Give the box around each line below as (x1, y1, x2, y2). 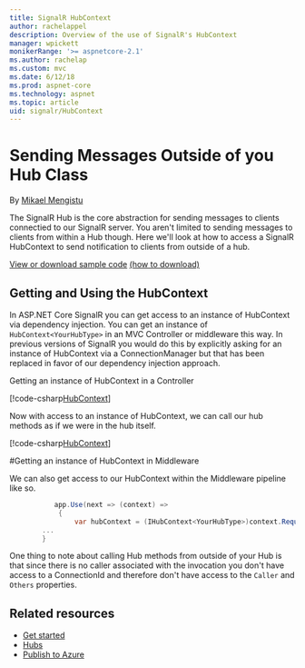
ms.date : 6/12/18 (9, 73, 75, 82)
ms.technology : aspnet (9, 89, 95, 98)
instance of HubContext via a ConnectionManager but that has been (9, 348, 265, 359)
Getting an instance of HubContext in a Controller (9, 375, 194, 386)
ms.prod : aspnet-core (9, 81, 92, 90)
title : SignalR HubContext (9, 13, 112, 23)
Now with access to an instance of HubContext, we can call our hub (9, 411, 263, 421)
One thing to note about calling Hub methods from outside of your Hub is (9, 551, 282, 562)
